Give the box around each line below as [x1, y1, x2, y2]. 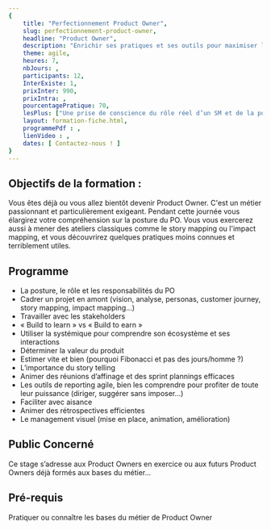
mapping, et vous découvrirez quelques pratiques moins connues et [8, 232, 236, 242]
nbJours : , [23, 65, 60, 73]
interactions [19, 337, 60, 347]
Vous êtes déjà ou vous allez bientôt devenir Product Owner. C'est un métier [8, 198, 262, 208]
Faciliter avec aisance [19, 397, 93, 407]
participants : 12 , [23, 72, 85, 80]
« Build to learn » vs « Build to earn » [19, 320, 143, 329]
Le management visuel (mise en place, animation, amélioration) [19, 415, 231, 424]
